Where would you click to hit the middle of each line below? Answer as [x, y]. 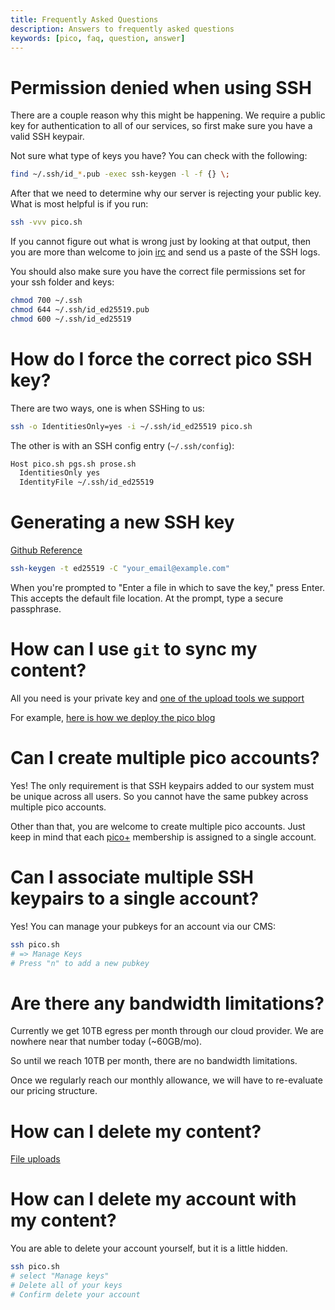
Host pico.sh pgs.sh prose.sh [73, 464]
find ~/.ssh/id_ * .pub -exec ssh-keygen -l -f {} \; [120, 174]
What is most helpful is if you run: [79, 204]
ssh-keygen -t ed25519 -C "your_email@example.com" [120, 569]
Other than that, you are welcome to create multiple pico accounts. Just [158, 826]
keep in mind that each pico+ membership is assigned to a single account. [163, 837]
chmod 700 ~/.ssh [46, 301]
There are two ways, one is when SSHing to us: [107, 408]
